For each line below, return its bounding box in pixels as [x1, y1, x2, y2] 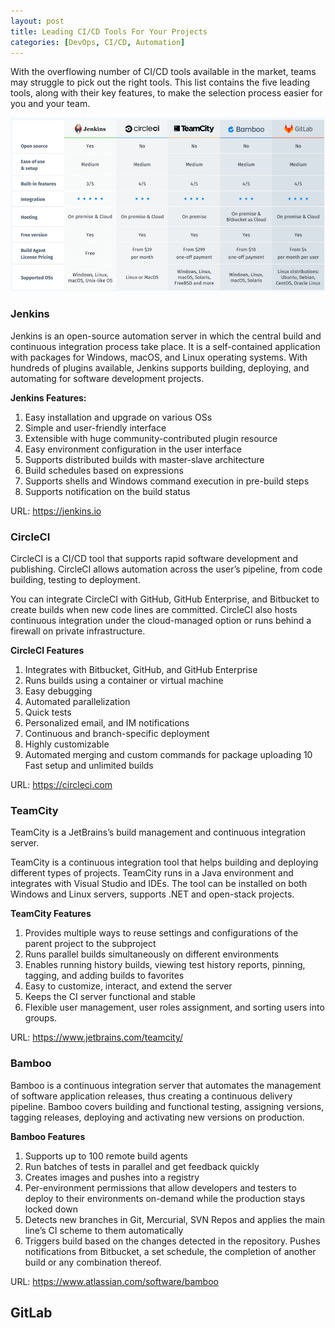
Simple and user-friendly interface [24, 421, 167, 434]
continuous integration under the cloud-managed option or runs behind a [10, 615, 312, 627]
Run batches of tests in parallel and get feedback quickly [24, 1160, 260, 1172]
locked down [24, 1203, 79, 1215]
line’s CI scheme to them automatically [24, 1224, 184, 1236]
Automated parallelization [24, 696, 131, 708]
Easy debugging [24, 685, 93, 697]
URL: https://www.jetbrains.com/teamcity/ [10, 1031, 184, 1044]
